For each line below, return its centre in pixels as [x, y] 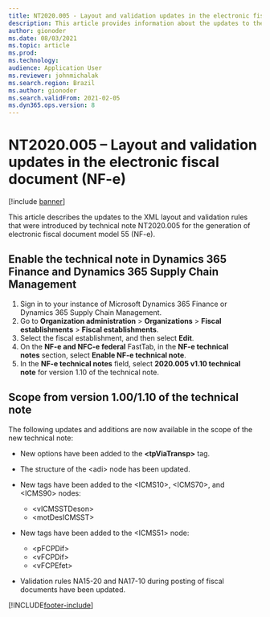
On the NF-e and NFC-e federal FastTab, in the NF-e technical [124, 346]
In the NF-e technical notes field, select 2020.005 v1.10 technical [130, 363]
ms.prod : [23, 53]
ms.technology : [34, 61]
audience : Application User [55, 68]
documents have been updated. [73, 589]
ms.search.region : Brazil [51, 83]
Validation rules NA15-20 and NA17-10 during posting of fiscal [122, 581]
